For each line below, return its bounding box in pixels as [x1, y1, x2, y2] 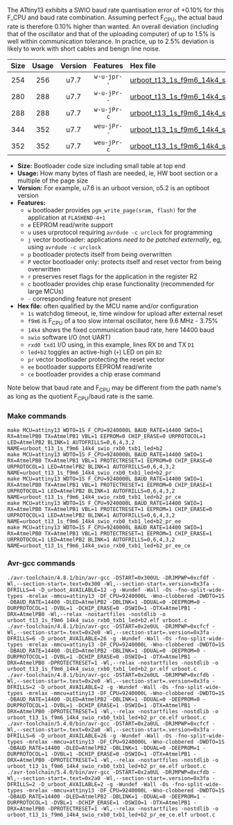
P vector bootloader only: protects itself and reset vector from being [27, 257, 222, 266]
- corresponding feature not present [27, 294, 132, 303]
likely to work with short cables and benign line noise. [7, 44, 161, 53]
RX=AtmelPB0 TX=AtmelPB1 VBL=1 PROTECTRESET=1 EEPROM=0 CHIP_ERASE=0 [7, 458, 213, 465]
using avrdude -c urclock [27, 242, 102, 251]
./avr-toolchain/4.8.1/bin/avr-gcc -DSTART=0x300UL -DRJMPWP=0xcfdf [7, 574, 209, 581]
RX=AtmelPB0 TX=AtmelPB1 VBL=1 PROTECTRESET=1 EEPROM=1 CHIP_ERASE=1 [7, 531, 213, 537]
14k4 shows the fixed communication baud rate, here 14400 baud [27, 326, 215, 334]
